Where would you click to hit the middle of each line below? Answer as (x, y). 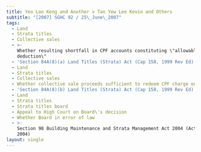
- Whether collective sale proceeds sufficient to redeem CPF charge (100, 84)
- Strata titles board (40, 106)
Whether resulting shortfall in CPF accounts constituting (92, 51)
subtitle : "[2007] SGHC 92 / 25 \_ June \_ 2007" (64, 17)
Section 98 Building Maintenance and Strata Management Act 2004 (100, 129)
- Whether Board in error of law (53, 117)
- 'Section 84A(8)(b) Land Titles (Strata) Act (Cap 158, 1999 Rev (98, 90)
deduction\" (32, 56)
